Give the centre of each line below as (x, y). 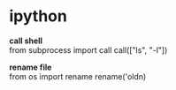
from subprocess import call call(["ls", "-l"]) (88, 49)
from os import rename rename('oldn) (78, 76)
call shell (26, 41)
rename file (31, 67)
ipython (38, 16)
